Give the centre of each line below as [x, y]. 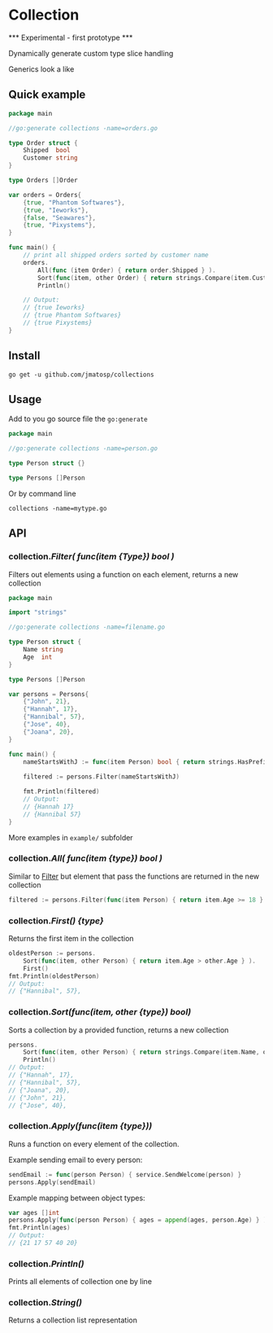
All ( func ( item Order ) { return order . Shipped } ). [127, 270]
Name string [43, 650]
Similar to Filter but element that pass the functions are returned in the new [134, 876]
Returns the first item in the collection [71, 939]
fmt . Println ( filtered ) [61, 791]
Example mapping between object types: [77, 1198]
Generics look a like [41, 69]
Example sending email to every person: [76, 1160]
